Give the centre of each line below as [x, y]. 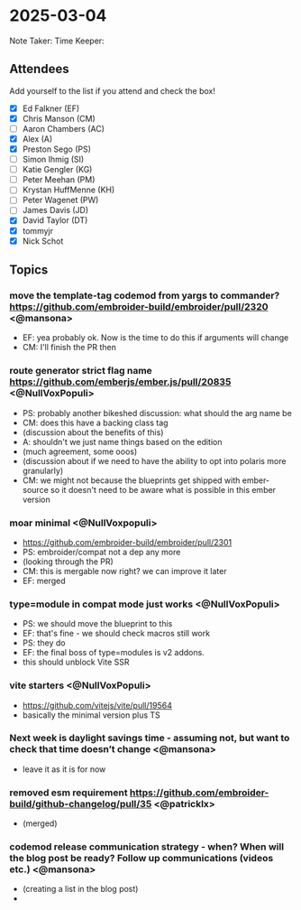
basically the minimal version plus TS [91, 715]
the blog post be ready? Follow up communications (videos [141, 859]
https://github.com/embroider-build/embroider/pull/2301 [127, 542]
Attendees [39, 69]
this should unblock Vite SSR [76, 662]
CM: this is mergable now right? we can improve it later [124, 571]
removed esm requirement [68, 793]
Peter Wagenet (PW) [60, 200]
